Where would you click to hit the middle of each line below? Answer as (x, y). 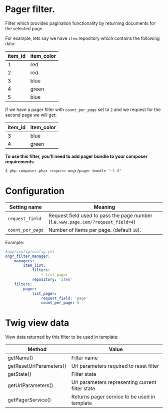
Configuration (35, 191)
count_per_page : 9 (60, 303)
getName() (20, 358)
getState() (19, 374)
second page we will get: (31, 115)
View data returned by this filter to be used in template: (62, 337)
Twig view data (37, 323)
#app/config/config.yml (30, 251)
